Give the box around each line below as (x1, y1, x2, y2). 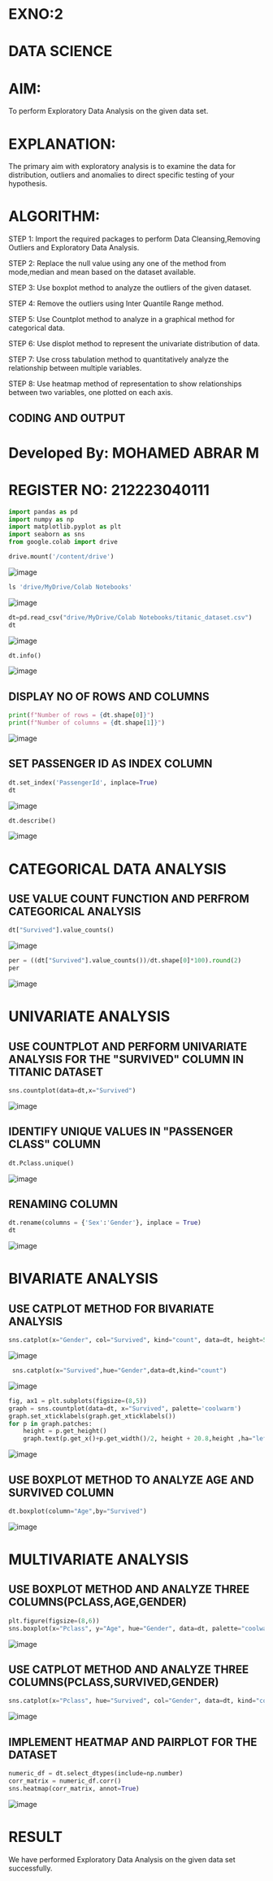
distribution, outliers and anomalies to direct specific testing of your (8, 170, 235, 180)
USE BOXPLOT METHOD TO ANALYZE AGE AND (8, 1473, 254, 1487)
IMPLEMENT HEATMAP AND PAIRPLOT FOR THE (8, 1735, 258, 1749)
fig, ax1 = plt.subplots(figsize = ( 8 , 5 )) (8, 1397, 148, 1405)
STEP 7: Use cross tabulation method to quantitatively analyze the (8, 354, 229, 364)
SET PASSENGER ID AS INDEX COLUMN (8, 757, 213, 771)
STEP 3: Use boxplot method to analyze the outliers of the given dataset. (8, 283, 252, 293)
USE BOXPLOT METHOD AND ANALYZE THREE (8, 1583, 250, 1596)
